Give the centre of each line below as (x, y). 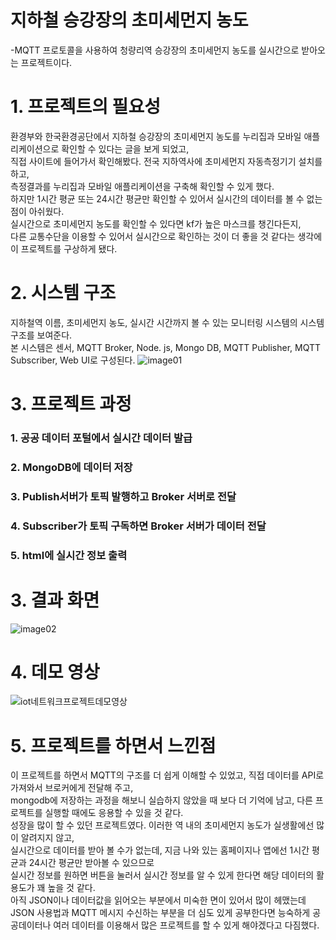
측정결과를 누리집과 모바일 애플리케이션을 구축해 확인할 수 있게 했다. (142, 186)
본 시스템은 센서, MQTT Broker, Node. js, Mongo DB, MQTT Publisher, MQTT (166, 347)
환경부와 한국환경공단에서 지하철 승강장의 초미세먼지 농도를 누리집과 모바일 (156, 136)
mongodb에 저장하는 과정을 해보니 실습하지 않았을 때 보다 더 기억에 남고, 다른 (161, 800)
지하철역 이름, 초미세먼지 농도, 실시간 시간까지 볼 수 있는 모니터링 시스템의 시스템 (167, 322)
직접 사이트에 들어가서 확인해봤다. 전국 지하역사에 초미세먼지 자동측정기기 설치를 (166, 161)
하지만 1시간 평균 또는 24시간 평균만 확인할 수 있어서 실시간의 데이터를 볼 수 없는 (166, 198)
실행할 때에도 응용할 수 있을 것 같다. (114, 813)
